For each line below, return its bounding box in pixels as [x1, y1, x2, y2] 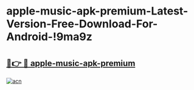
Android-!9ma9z [6, 30, 92, 43]
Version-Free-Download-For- [6, 17, 158, 31]
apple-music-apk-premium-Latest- [6, 4, 189, 18]
